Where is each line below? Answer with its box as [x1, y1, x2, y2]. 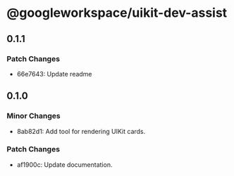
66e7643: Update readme [16, 69, 92, 78]
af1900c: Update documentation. [16, 160, 113, 169]
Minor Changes [6, 111, 61, 121]
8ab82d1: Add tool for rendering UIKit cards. [16, 127, 146, 135]
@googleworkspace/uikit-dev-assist [6, 5, 228, 21]
